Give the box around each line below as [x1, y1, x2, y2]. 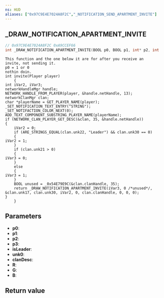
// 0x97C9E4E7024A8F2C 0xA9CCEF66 [5, 43, 76, 48]
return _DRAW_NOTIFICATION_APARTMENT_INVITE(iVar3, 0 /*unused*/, [14, 186, 153, 191]
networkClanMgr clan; [5, 96, 50, 100]
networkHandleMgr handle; [5, 87, 58, 92]
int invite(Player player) [5, 74, 60, 79]
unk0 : [12, 251, 25, 257]
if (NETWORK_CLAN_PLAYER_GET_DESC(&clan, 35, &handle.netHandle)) [5, 117, 144, 122]
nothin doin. [5, 69, 32, 74]
